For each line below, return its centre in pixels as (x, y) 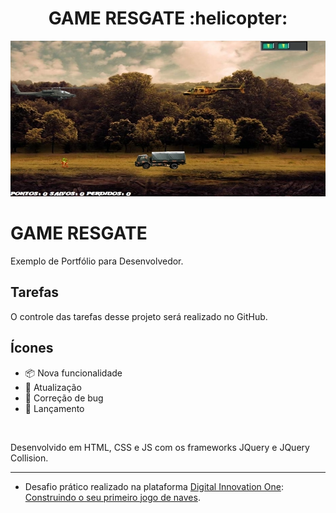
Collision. (29, 458)
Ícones (32, 348)
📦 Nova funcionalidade (73, 373)
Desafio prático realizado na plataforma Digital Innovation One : (154, 486)
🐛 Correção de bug (64, 398)
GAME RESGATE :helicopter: (168, 18)
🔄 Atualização (53, 387)
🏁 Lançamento (54, 408)
